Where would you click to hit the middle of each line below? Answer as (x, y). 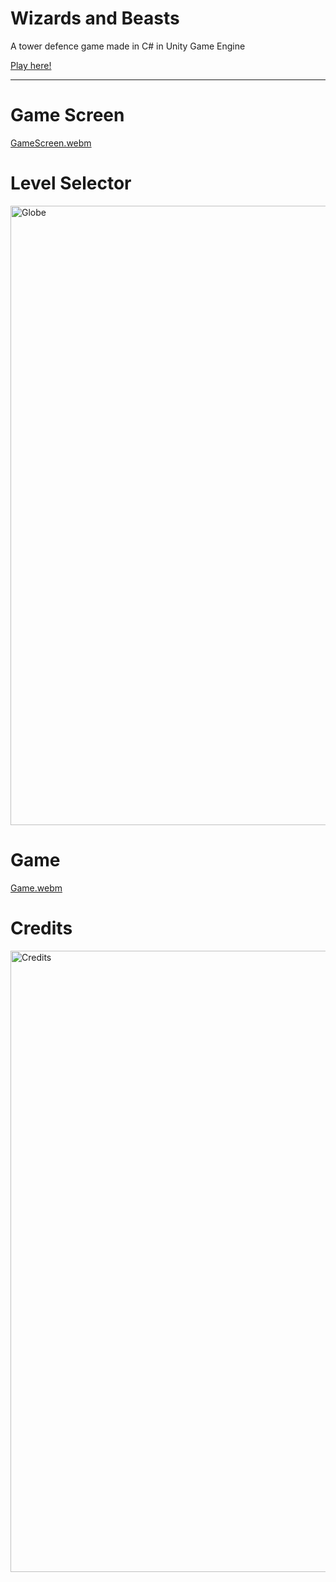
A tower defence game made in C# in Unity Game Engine (128, 46)
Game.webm (36, 888)
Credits (41, 928)
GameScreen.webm (51, 143)
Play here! (31, 65)
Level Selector (71, 183)
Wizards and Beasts (95, 18)
